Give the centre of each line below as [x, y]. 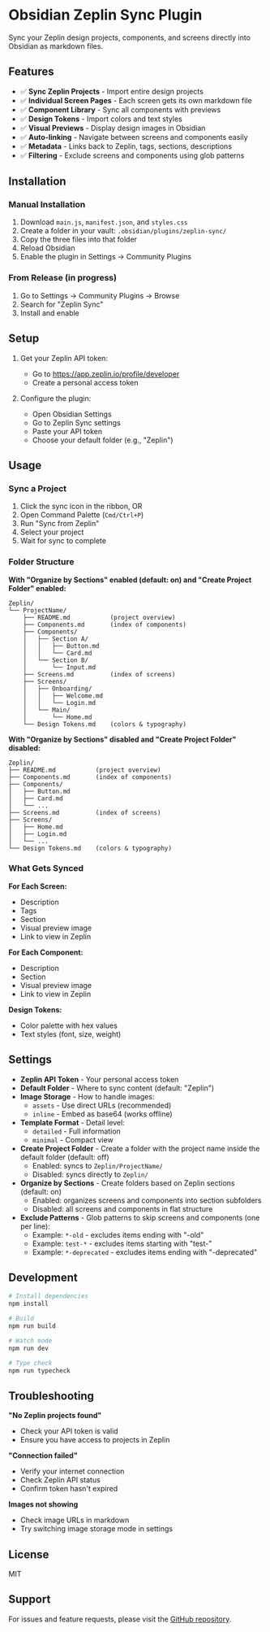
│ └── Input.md [59, 667]
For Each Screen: [38, 886]
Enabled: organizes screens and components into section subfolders [147, 1200]
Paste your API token [67, 431]
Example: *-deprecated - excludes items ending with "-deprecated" [145, 1252]
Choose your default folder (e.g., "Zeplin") [103, 440]
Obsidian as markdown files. [56, 46]
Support [30, 1599]
